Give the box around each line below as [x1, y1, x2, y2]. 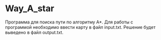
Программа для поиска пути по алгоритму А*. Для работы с [5, 19, 133, 25]
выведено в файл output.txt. [5, 29, 64, 35]
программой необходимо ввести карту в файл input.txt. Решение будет [5, 24, 156, 30]
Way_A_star [5, 3, 55, 14]
